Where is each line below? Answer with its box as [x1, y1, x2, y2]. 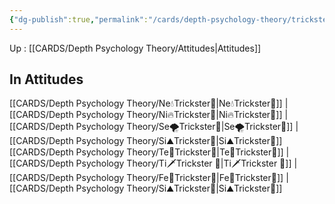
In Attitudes [9, 71, 84, 88]
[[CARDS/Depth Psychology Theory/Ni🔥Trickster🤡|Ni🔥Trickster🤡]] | [9, 109, 289, 121]
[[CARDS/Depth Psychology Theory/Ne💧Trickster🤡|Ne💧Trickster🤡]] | [9, 97, 289, 110]
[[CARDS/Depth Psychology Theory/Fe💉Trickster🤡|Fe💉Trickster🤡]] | [9, 172, 289, 184]
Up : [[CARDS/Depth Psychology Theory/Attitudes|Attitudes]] [9, 42, 262, 54]
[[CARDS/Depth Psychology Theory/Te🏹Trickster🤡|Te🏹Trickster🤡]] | [9, 146, 290, 158]
